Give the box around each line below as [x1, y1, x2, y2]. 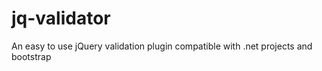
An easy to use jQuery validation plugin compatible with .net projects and [11, 40, 313, 52]
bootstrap [11, 50, 52, 62]
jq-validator [11, 7, 111, 30]
